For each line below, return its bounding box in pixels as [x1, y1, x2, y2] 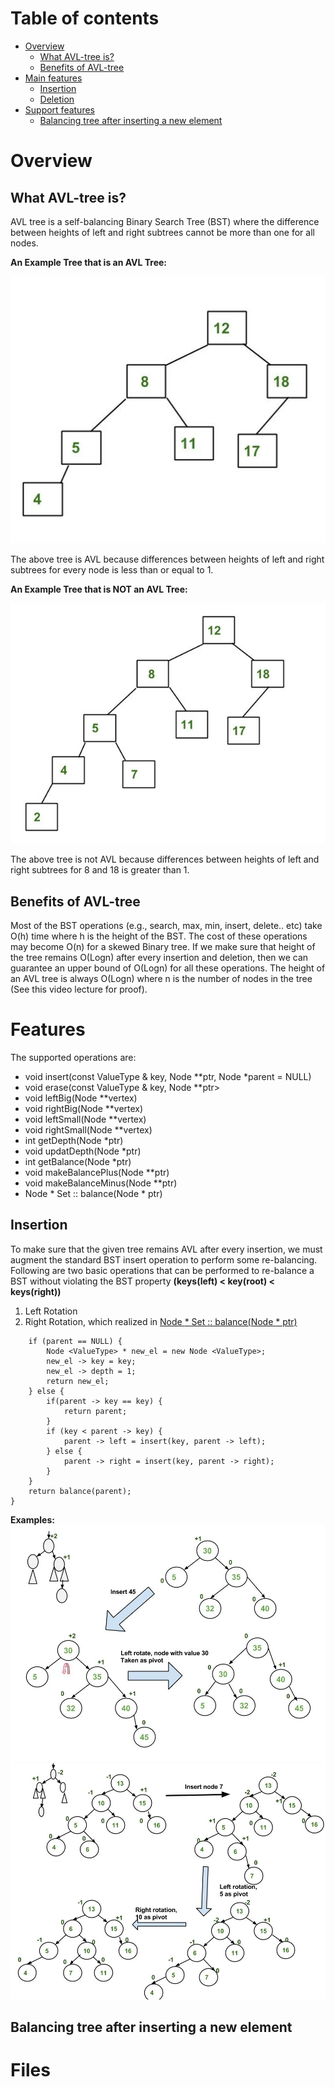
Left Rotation [24, 1305, 78, 1317]
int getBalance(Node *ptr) [24, 1156, 132, 1168]
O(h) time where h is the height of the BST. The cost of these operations [10, 930, 308, 942]
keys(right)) [10, 1285, 62, 1297]
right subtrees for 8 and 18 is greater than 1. [10, 864, 190, 876]
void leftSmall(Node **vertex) [24, 1113, 147, 1126]
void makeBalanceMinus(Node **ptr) [24, 1177, 178, 1189]
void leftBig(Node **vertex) [24, 1092, 138, 1104]
